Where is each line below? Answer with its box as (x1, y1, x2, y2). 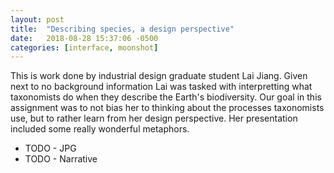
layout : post (10, 14, 65, 25)
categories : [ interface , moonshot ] (10, 42, 159, 53)
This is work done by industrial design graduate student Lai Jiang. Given (10, 70, 308, 82)
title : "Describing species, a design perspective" (10, 24, 235, 34)
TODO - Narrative (24, 153, 98, 165)
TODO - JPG (24, 142, 77, 155)
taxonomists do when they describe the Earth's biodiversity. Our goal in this (10, 91, 322, 103)
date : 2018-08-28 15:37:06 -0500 (10, 33, 159, 43)
